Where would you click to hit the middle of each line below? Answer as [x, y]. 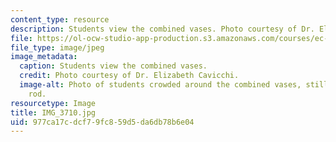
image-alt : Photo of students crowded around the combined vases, [160, 85]
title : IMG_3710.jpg [53, 112]
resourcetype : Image [53, 103]
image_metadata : [44, 57]
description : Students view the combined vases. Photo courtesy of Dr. [162, 29]
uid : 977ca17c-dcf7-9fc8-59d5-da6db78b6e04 [102, 122]
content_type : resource [60, 19]
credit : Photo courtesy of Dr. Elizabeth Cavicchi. [129, 76]
